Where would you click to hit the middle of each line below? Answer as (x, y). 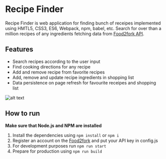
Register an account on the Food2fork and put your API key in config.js (85, 140)
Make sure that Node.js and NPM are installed (54, 125)
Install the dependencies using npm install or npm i (66, 135)
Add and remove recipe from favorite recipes (59, 72)
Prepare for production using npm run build (57, 151)
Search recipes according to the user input (56, 61)
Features (19, 49)
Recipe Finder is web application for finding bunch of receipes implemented (83, 23)
